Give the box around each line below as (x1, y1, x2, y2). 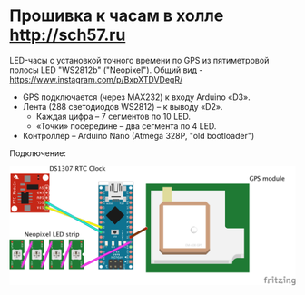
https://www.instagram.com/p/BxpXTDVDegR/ (9, 74, 183, 84)
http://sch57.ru (9, 25, 126, 45)
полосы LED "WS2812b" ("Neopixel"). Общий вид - (9, 64, 203, 75)
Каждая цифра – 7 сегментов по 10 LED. (35, 111, 191, 122)
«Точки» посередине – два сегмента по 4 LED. (35, 120, 217, 132)
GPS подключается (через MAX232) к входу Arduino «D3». (22, 92, 251, 103)
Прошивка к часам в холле (9, 5, 224, 26)
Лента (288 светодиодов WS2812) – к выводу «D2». (22, 101, 223, 112)
